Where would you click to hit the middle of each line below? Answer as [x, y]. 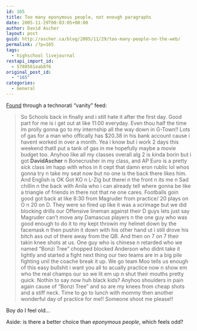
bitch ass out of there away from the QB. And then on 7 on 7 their [100, 236]
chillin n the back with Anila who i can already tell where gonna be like [106, 186]
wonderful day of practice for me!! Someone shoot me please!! [97, 298]
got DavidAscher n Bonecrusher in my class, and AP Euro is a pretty [104, 161]
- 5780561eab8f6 [31, 66]
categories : [21, 83]
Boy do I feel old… [28, 310]
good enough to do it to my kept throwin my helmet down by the [98, 223]
